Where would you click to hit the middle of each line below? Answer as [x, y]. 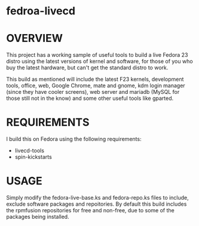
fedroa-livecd [41, 11]
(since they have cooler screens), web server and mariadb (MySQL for [93, 92]
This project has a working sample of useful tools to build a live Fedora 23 [97, 55]
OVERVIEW [35, 39]
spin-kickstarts [33, 157]
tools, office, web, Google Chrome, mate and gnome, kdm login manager [96, 85]
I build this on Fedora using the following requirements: [74, 139]
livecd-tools [30, 151]
